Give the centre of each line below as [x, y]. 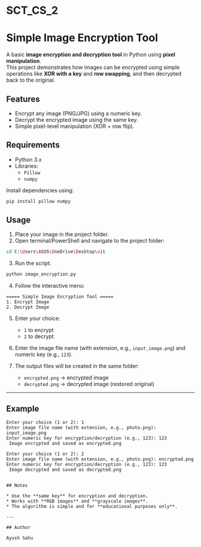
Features [23, 99]
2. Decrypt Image [28, 307]
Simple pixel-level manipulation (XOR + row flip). [74, 126]
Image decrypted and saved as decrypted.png [65, 470]
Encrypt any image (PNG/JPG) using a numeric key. [78, 113]
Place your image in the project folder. [62, 234]
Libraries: [27, 166]
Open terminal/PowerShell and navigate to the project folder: [89, 241]
